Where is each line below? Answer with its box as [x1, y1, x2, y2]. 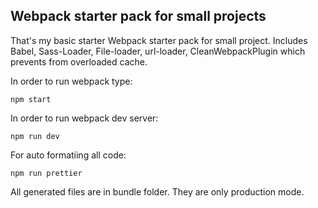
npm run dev [10, 131, 60, 141]
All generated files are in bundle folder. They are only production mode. [10, 185, 305, 198]
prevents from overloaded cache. [10, 55, 148, 68]
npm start [10, 94, 52, 104]
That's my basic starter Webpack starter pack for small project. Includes [10, 34, 308, 46]
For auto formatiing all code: [10, 149, 127, 161]
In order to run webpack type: [10, 75, 133, 87]
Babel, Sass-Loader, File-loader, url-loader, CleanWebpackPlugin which [10, 45, 306, 57]
